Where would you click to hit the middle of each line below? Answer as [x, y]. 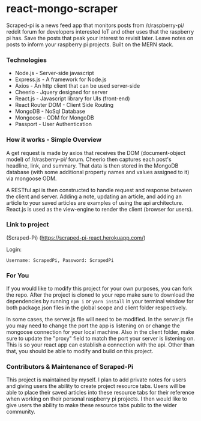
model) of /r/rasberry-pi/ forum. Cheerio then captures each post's [89, 159]
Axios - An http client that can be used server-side [77, 86]
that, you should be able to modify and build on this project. [80, 351]
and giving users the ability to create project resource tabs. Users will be [96, 386]
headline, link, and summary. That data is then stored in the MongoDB [92, 165]
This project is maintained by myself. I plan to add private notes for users [96, 380]
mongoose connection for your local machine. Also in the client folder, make [100, 332]
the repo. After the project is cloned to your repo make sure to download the [100, 295]
